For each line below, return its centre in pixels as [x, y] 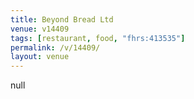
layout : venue [40, 57]
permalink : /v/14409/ [55, 47]
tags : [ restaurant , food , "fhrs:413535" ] [98, 38]
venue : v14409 [40, 29]
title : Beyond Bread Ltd [62, 19]
